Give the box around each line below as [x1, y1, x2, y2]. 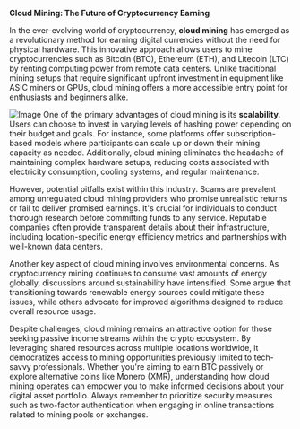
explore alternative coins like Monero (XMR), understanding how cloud [9, 372, 270, 381]
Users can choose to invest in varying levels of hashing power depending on [9, 118, 292, 129]
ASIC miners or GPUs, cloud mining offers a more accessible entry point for [9, 83, 288, 92]
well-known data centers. [9, 241, 103, 251]
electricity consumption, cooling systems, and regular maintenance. [9, 166, 260, 177]
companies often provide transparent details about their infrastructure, [9, 222, 270, 232]
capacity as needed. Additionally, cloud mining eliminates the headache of [9, 147, 284, 158]
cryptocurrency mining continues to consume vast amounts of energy [9, 268, 267, 278]
